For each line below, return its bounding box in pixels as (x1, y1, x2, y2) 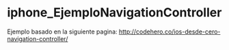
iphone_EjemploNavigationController (7, 5, 222, 21)
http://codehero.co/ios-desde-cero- (118, 27, 221, 36)
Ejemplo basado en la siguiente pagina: (7, 27, 118, 36)
